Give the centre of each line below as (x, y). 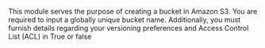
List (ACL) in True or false (50, 36)
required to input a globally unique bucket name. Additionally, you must (125, 20)
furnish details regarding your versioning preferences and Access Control (129, 28)
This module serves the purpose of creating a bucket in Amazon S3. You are (133, 11)
